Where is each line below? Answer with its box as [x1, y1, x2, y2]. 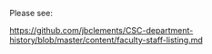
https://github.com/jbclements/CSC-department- [9, 25, 194, 35]
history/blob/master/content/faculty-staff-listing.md [9, 35, 203, 45]
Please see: [9, 8, 53, 18]
